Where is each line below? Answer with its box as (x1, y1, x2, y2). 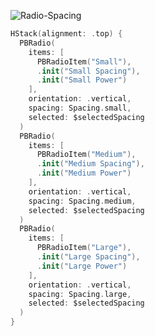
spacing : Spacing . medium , (28, 196, 137, 206)
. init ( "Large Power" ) (36, 261, 128, 271)
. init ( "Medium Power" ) (36, 168, 132, 179)
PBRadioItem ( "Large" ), (36, 243, 132, 253)
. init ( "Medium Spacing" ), (36, 159, 145, 169)
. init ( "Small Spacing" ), (36, 66, 141, 76)
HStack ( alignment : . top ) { (10, 29, 123, 39)
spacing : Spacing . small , (28, 103, 132, 113)
